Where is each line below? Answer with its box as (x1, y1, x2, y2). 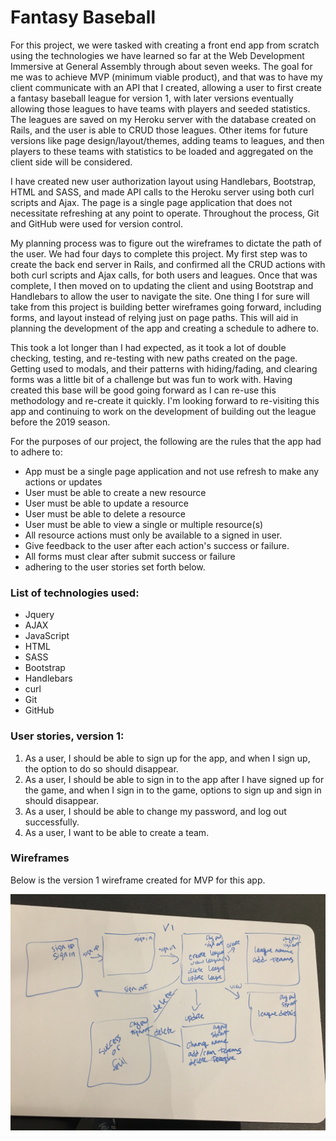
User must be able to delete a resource (24, 507, 186, 520)
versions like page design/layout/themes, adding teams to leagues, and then (10, 134, 325, 146)
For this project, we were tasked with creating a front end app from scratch (10, 39, 320, 51)
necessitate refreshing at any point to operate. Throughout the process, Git (10, 207, 320, 219)
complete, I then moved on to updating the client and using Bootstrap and (10, 279, 314, 291)
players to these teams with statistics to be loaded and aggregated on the (10, 145, 314, 157)
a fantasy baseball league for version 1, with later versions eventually (10, 92, 294, 104)
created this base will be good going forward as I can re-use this (10, 384, 277, 396)
